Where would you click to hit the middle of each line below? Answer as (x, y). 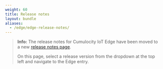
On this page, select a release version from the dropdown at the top (86, 56)
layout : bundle (21, 19)
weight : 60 (16, 10)
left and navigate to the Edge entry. (53, 62)
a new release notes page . (44, 47)
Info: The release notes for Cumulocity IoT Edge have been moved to (87, 42)
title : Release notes (27, 14)
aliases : (14, 23)
